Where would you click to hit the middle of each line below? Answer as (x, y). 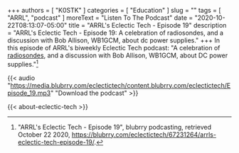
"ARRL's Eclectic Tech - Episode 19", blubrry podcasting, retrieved (115, 127)
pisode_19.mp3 (29, 93)
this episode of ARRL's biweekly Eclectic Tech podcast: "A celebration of (114, 48)
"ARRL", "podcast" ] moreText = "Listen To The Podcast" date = (100, 18)
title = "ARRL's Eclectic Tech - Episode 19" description (148, 25)
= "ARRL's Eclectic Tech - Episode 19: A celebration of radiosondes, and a (116, 33)
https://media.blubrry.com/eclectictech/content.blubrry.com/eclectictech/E (121, 85)
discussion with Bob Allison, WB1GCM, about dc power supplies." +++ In (114, 40)
